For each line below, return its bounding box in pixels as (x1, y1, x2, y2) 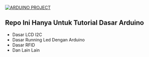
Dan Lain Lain (12, 47, 40, 53)
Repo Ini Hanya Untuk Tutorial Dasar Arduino (5, 19, 144, 27)
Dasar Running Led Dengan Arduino (12, 37, 85, 42)
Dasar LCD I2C (12, 32, 43, 38)
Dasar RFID (12, 42, 35, 48)
